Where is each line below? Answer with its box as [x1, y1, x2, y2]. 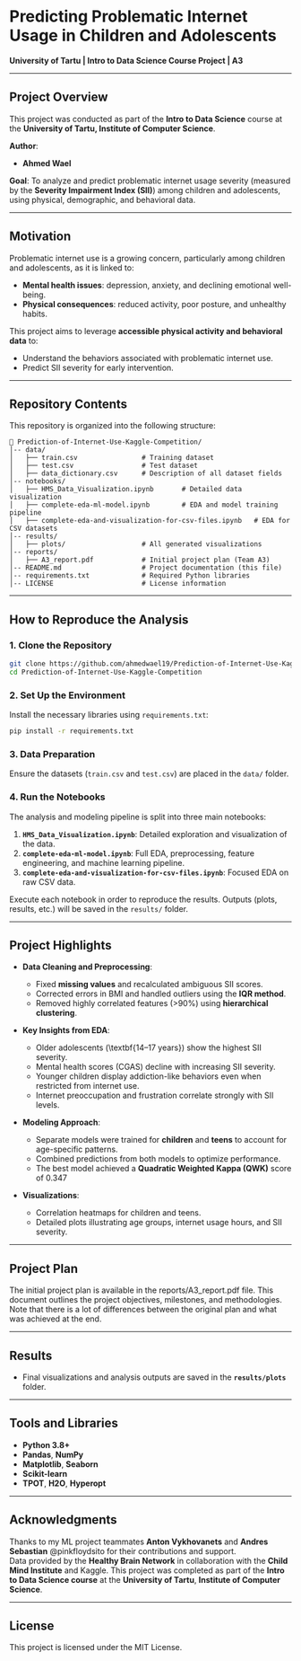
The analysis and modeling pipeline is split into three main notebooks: [9, 811, 267, 822]
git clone [9, 659, 47, 668]
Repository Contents [9, 396, 128, 411]
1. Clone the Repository [9, 639, 112, 651]
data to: [9, 335, 39, 346]
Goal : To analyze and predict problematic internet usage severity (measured [9, 175, 291, 186]
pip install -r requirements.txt [9, 727, 134, 736]
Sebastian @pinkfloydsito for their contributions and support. [9, 1545, 236, 1556]
